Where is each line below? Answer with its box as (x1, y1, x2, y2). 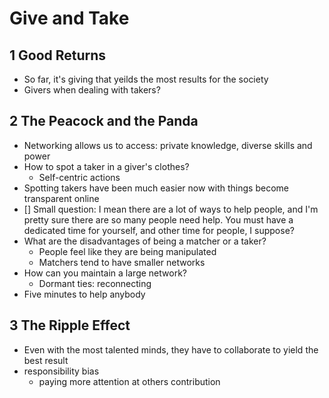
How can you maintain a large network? (23, 267, 187, 279)
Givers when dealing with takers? (23, 84, 161, 96)
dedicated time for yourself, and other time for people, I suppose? (23, 224, 295, 236)
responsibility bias (23, 365, 100, 377)
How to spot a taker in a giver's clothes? (23, 160, 190, 172)
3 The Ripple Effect (9, 317, 131, 334)
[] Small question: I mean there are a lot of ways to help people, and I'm (23, 203, 319, 215)
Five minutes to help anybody (23, 288, 146, 300)
